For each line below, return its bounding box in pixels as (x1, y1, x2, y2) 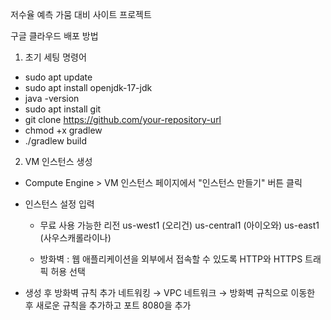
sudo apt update (24, 71, 93, 83)
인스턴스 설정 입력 (24, 198, 95, 210)
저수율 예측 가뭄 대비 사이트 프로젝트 (10, 9, 152, 20)
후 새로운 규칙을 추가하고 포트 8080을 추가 (24, 299, 192, 311)
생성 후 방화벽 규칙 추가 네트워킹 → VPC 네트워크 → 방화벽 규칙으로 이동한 (24, 287, 316, 298)
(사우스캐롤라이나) (39, 232, 112, 243)
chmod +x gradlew (24, 124, 103, 136)
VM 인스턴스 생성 (24, 156, 93, 167)
